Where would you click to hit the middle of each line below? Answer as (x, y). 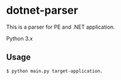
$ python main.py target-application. (55, 71)
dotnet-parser (42, 10)
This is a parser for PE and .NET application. (60, 27)
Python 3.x (19, 38)
